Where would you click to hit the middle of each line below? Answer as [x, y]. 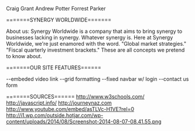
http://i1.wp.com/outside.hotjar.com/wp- [55, 115]
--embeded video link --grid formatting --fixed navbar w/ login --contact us [97, 79]
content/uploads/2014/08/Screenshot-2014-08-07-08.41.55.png [84, 122]
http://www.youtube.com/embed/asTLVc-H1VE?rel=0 [70, 109]
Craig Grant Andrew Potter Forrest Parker [56, 9]
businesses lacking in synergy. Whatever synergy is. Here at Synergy [90, 37]
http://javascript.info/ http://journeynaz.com [59, 103]
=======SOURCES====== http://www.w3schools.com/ [75, 97]
